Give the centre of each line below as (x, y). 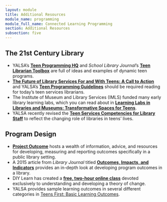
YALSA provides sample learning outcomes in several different (77, 188)
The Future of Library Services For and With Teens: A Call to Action (83, 81)
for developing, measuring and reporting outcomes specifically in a (81, 151)
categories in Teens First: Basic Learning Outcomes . (66, 194)
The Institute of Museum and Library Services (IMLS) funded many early (87, 97)
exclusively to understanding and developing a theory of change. (79, 183)
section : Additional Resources (38, 28)
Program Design (31, 134)
